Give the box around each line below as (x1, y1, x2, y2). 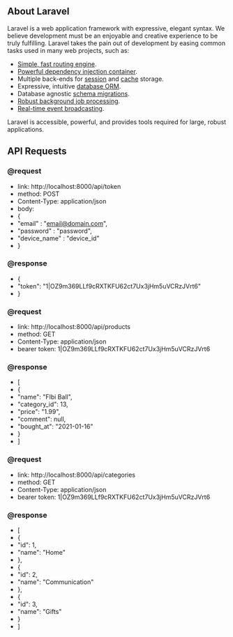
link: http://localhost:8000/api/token (17, 182, 121, 190)
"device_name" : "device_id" (17, 233, 100, 243)
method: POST (17, 190, 60, 198)
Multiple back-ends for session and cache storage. (17, 75, 164, 83)
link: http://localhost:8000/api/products (17, 323, 131, 331)
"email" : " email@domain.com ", (17, 219, 108, 227)
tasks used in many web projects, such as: (7, 46, 130, 54)
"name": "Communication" (17, 578, 94, 586)
